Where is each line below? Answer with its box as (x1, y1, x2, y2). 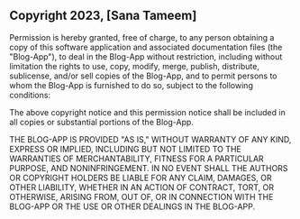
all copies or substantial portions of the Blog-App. (9, 116, 194, 127)
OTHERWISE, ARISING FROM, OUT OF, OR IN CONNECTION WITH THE (9, 191, 274, 202)
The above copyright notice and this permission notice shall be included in (9, 106, 286, 117)
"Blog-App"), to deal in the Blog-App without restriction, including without (9, 50, 283, 62)
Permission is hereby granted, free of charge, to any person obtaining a (9, 32, 275, 42)
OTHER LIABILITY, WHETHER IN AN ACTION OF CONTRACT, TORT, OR (9, 181, 275, 193)
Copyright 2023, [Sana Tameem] (9, 8, 197, 23)
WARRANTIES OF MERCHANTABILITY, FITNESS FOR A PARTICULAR (9, 153, 264, 164)
